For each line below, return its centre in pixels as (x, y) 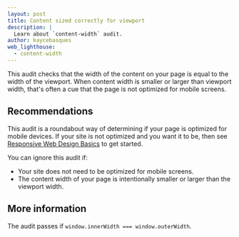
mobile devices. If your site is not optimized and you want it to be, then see (118, 136)
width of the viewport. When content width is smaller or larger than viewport (119, 81)
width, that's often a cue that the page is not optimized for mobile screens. (117, 89)
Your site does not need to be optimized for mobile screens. (106, 171)
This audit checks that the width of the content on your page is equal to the (118, 74)
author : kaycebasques (40, 41)
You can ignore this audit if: (47, 157)
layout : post (27, 14)
